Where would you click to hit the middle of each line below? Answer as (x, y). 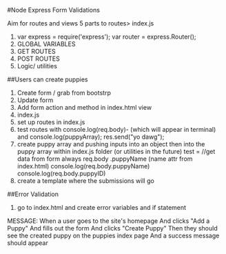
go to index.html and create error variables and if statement (102, 207)
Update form (35, 100)
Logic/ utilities (37, 66)
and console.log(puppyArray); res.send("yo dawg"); (91, 137)
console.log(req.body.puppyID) (61, 173)
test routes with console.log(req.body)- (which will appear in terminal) (116, 129)
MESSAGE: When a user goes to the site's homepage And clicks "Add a (109, 221)
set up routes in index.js (51, 122)
